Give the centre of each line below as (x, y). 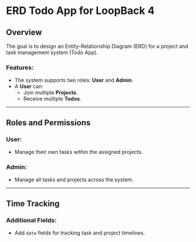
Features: (20, 67)
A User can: (29, 86)
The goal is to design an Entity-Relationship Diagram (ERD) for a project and (97, 46)
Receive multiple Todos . (52, 99)
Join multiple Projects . (50, 93)
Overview (24, 32)
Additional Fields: (32, 220)
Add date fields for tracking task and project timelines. (80, 233)
